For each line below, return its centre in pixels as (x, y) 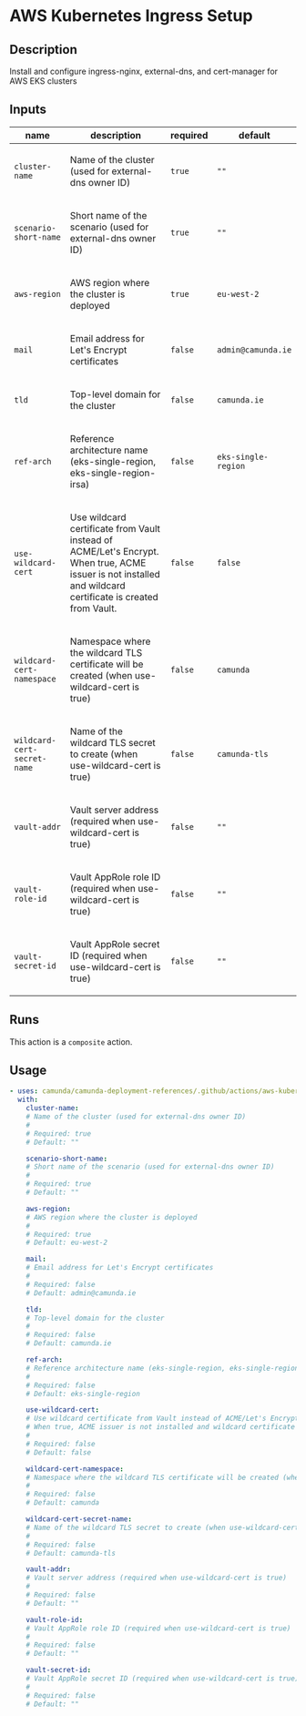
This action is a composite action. (71, 1042)
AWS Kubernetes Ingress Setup (131, 16)
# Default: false (59, 1452)
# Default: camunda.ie (69, 1343)
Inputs (28, 110)
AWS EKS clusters (43, 81)
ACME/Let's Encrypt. (114, 551)
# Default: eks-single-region (83, 1394)
